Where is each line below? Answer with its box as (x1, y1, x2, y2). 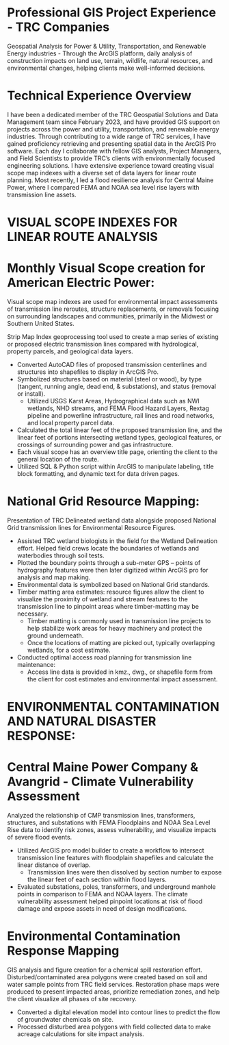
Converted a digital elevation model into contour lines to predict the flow (16, 1008, 221, 1016)
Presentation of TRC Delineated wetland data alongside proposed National (7, 516, 217, 525)
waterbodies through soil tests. (16, 551, 105, 559)
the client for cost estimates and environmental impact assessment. (27, 675, 218, 683)
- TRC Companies (7, 19, 110, 35)
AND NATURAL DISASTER (7, 714, 157, 729)
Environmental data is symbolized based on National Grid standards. (16, 580, 210, 588)
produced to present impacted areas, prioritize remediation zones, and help (7, 987, 220, 996)
